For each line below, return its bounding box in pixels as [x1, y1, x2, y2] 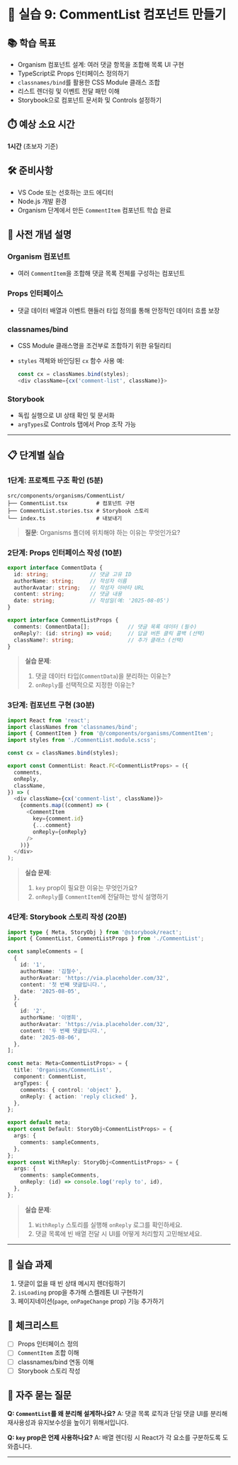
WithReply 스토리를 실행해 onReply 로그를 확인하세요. [35, 1220, 183, 1229]
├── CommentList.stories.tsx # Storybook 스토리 [7, 507, 149, 514]
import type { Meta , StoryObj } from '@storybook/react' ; [7, 929, 182, 936]
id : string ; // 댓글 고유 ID [13, 571, 132, 578]
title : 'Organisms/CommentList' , [13, 1066, 113, 1074]
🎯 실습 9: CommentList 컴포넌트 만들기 [7, 6, 227, 23]
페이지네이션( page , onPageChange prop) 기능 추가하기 [17, 1297, 164, 1305]
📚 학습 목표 [7, 37, 57, 49]
